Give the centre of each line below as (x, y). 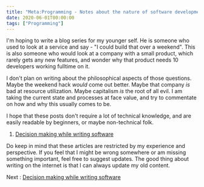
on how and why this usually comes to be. (59, 104)
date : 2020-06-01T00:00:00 (40, 18)
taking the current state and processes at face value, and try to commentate (102, 97)
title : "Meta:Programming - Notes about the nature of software (89, 12)
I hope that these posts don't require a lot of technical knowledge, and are (99, 116)
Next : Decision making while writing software (64, 177)
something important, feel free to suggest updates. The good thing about (98, 159)
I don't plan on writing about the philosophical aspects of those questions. (99, 78)
